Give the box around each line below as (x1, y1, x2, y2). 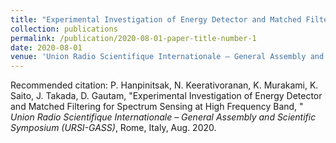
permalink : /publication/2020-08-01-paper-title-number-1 (10, 33, 257, 43)
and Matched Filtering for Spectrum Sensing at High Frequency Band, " (10, 101, 304, 113)
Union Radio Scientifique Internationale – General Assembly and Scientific (10, 111, 317, 123)
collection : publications (10, 24, 118, 34)
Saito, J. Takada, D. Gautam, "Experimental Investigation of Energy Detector (10, 90, 323, 102)
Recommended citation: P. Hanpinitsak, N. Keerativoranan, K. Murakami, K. (10, 79, 319, 91)
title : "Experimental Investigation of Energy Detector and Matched (10, 14, 302, 25)
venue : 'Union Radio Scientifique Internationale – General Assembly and (10, 52, 325, 62)
